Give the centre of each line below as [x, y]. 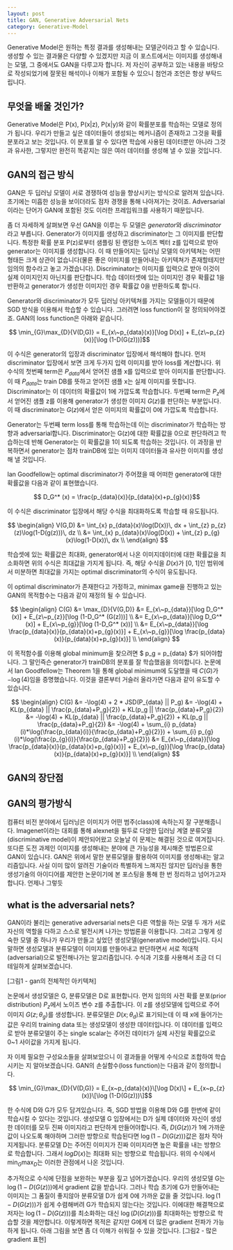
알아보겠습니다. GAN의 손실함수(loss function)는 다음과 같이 [115, 1065]
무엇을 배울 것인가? [46, 106]
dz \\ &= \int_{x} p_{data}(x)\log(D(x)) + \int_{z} [136, 533]
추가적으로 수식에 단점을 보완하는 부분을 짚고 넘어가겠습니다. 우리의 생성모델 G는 [116, 1178]
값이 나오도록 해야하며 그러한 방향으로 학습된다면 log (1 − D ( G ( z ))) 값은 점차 [109, 1136]
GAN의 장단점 [35, 778]
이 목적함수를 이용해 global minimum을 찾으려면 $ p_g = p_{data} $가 [103, 653]
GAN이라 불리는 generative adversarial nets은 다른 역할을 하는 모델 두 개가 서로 [116, 923]
